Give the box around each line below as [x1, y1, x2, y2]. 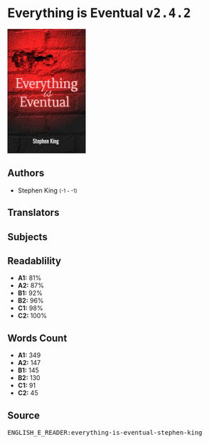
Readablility [7, 254, 62, 267]
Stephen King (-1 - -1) [17, 186, 78, 195]
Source [7, 409, 41, 421]
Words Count [7, 332, 68, 344]
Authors [7, 167, 45, 179]
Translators [7, 207, 60, 219]
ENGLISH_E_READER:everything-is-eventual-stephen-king [7, 428, 203, 436]
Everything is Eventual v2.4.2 [7, 5, 191, 21]
